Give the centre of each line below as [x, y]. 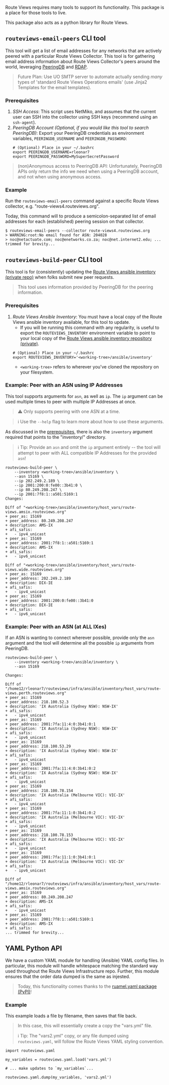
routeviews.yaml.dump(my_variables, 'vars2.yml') [59, 1077]
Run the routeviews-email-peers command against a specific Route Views [82, 201]
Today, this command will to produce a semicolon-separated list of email [81, 216]
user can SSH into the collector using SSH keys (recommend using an [85, 117]
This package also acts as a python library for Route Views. [67, 23]
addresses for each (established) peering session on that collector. [75, 221]
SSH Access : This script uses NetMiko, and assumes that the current [84, 111]
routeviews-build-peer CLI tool [54, 260]
